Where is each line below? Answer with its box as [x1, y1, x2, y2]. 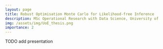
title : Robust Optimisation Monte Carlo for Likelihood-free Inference [5, 12, 154, 16]
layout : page [5, 7, 32, 12]
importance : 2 [5, 25, 34, 30]
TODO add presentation [5, 38, 53, 44]
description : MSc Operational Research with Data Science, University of [5, 16, 159, 21]
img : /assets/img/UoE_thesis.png [5, 20, 73, 26]
